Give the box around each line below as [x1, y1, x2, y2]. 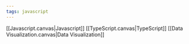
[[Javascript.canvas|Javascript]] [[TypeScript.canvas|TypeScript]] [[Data [6, 25, 183, 32]
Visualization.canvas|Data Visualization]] [6, 31, 104, 38]
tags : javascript [6, 8, 49, 15]
